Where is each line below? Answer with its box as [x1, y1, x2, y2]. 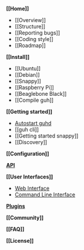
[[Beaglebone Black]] [14, 90, 67, 97]
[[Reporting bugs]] [14, 29, 60, 36]
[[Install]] [6, 54, 30, 60]
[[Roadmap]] [14, 42, 46, 49]
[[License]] [6, 237, 34, 244]
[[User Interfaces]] [6, 173, 53, 180]
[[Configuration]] [6, 150, 49, 157]
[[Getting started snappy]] [14, 132, 79, 139]
